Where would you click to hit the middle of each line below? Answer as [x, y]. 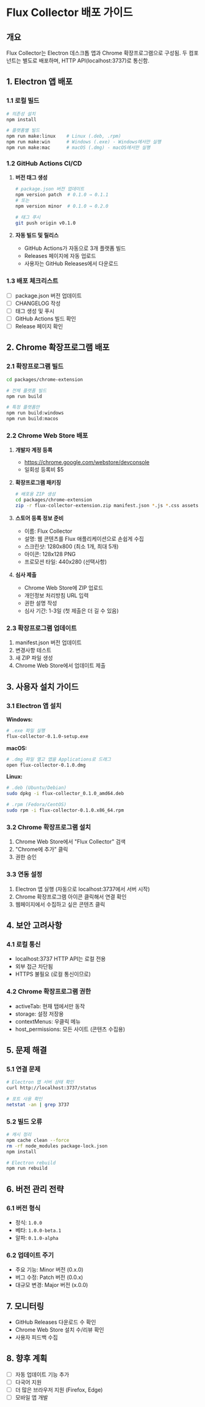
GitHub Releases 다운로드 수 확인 [56, 1322]
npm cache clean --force [38, 1140]
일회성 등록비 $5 [44, 470]
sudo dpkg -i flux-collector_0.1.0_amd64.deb [65, 794]
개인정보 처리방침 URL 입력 [56, 595]
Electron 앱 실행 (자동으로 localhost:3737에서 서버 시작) [83, 889]
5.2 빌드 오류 [24, 1122]
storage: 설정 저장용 [39, 1014]
